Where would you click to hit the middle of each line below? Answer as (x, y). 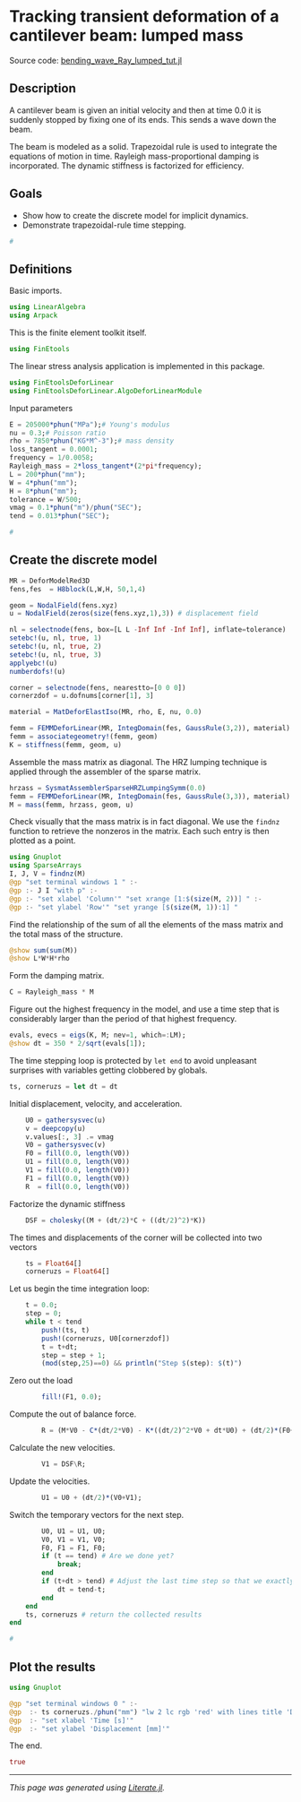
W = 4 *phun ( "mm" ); (43, 483)
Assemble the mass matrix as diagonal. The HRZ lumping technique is (138, 762)
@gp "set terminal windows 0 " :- (74, 1703)
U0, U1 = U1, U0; (73, 1531)
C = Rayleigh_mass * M (52, 992)
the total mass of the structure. (66, 934)
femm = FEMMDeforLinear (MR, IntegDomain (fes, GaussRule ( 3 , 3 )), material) (150, 796)
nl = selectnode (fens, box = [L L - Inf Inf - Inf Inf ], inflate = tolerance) (148, 630)
